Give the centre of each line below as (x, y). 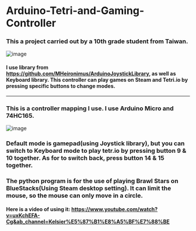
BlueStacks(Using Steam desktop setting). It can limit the (89, 188)
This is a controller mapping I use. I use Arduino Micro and (90, 108)
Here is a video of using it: (38, 209)
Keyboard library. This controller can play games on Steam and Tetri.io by (97, 80)
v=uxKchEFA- (23, 216)
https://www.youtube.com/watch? (115, 209)
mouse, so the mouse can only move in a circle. (74, 195)
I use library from (27, 68)
